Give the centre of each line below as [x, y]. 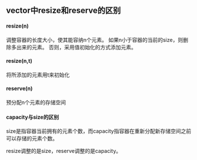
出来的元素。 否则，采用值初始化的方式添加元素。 [76, 47]
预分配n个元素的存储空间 [36, 102]
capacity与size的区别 [33, 117]
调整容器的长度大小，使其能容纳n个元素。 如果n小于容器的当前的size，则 [95, 39]
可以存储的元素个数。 [32, 139]
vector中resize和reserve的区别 [64, 11]
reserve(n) [19, 89]
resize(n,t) [19, 61]
